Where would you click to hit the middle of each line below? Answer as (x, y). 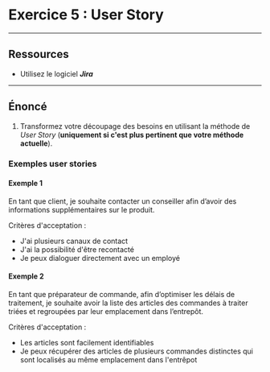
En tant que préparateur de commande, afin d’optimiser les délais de (122, 294)
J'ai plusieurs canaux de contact (74, 241)
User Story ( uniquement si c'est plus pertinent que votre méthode (132, 134)
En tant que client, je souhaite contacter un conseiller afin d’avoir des (123, 201)
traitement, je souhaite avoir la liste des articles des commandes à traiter (128, 303)
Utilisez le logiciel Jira (57, 73)
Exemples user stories (53, 164)
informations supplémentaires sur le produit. (82, 209)
